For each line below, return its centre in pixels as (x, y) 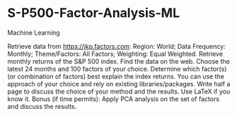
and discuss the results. (42, 106)
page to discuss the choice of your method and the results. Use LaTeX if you (119, 91)
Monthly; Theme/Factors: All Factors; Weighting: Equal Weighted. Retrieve (115, 54)
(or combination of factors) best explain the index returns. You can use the (116, 76)
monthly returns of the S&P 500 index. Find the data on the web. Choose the (118, 61)
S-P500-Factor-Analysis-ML (94, 13)
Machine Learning (34, 33)
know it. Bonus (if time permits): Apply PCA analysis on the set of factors (114, 99)
